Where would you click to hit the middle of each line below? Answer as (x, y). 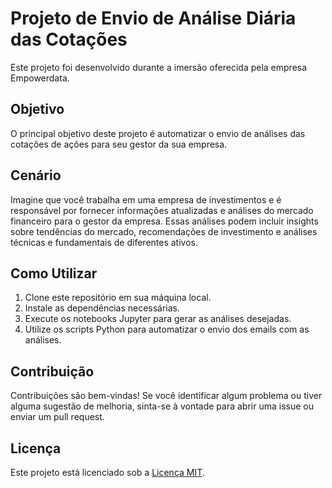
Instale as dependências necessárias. (102, 308)
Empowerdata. (40, 78)
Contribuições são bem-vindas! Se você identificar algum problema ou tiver (166, 396)
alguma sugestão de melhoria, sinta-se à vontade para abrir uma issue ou (162, 406)
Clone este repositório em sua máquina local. (118, 298)
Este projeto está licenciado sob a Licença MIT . (107, 472)
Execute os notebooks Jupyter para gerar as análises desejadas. (158, 319)
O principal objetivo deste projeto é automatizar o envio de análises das (158, 133)
